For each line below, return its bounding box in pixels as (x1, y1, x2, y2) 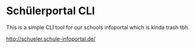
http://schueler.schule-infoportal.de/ (6, 35, 96, 42)
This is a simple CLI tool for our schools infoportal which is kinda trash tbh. (6, 24, 190, 31)
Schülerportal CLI (6, 4, 95, 18)
